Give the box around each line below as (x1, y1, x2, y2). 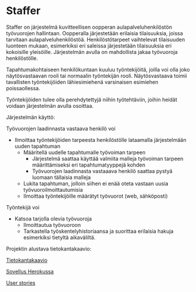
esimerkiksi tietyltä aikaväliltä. (23, 233, 96, 241)
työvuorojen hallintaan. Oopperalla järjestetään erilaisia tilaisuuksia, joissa (6, 29, 183, 36)
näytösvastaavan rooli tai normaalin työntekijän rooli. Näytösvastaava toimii (6, 72, 187, 79)
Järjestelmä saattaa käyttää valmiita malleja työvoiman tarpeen (32, 155, 184, 162)
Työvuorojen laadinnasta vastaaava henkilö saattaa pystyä (32, 167, 173, 174)
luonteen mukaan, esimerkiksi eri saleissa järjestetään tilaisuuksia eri (6, 42, 172, 49)
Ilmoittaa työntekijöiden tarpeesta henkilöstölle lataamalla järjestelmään (14, 136, 187, 143)
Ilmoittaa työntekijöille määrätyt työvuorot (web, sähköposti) (23, 192, 168, 199)
